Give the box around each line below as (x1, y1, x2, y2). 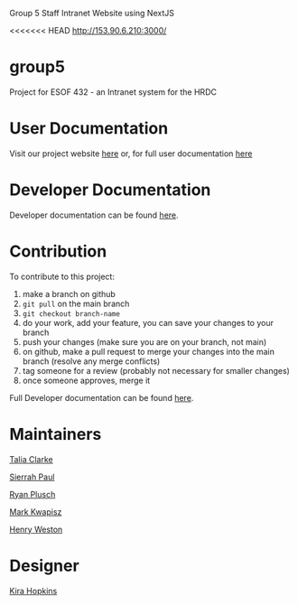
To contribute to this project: (9, 271, 116, 282)
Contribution (9, 241, 107, 261)
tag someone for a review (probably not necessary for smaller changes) (22, 365, 291, 376)
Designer (9, 555, 79, 576)
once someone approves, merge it (22, 375, 151, 386)
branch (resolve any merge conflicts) (22, 356, 161, 367)
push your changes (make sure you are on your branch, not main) (22, 336, 267, 347)
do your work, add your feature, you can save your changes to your (22, 317, 274, 328)
